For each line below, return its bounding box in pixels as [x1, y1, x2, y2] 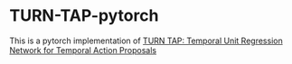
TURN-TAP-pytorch [9, 5, 159, 26]
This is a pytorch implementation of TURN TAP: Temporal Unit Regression [9, 35, 283, 46]
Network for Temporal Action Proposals [9, 44, 156, 55]
